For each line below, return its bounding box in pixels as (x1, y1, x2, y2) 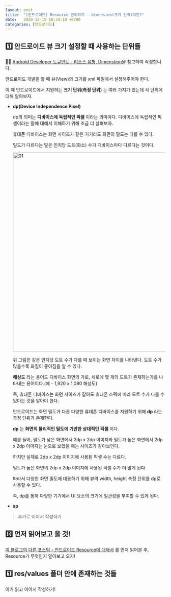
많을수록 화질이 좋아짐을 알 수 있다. (12, 363, 82, 369)
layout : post (5, 7, 33, 13)
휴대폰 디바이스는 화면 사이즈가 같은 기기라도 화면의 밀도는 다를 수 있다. (12, 131, 154, 137)
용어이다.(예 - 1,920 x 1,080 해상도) (26, 380, 98, 387)
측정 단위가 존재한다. (12, 415, 54, 421)
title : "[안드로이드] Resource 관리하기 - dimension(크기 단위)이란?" (5, 12, 145, 17)
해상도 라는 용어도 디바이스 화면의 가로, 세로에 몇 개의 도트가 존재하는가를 (12, 374, 158, 380)
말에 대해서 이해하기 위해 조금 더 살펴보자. (30, 121, 113, 127)
